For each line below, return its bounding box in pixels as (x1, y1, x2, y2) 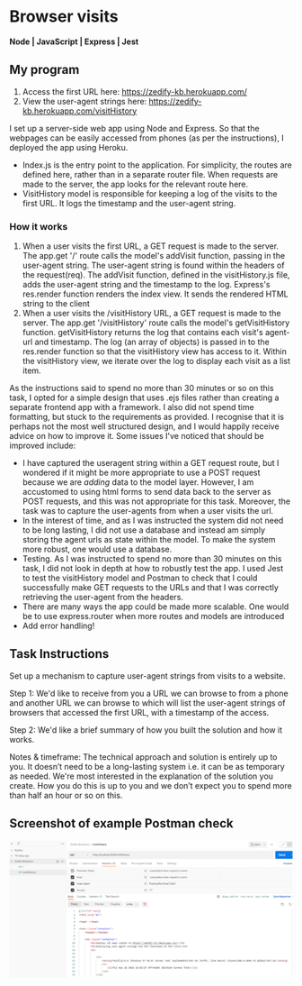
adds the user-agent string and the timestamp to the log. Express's (22, 279, 271, 290)
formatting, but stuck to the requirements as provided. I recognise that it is (9, 412, 285, 423)
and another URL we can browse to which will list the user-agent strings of (9, 697, 286, 708)
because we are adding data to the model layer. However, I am (22, 477, 254, 488)
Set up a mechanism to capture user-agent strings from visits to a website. (9, 670, 286, 681)
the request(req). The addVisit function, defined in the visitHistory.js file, (22, 269, 290, 280)
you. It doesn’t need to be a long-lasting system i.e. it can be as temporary (9, 761, 285, 771)
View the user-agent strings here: (22, 96, 147, 106)
